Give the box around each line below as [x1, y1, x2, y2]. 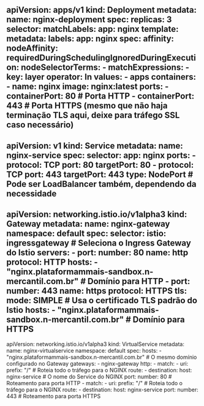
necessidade [6, 188, 57, 198]
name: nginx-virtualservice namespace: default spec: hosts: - [6, 347, 162, 354]
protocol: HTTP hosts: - [6, 257, 98, 268]
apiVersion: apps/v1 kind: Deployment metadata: [6, 5, 197, 15]
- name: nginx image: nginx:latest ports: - [6, 81, 169, 92]
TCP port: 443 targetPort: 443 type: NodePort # [6, 169, 194, 179]
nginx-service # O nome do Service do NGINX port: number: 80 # [6, 373, 172, 380]
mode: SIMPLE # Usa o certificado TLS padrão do [6, 295, 198, 306]
